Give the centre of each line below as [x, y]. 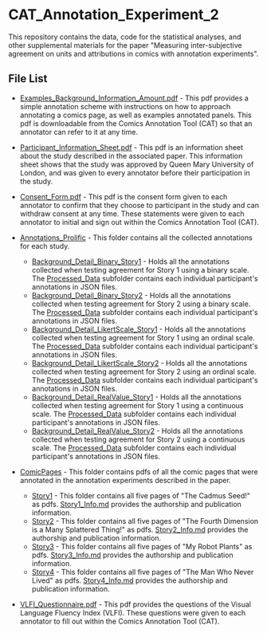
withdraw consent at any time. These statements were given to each [132, 214]
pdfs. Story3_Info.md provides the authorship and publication [132, 555]
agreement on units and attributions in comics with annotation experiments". [133, 53]
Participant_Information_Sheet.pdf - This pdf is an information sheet [132, 147]
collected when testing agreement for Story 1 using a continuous [137, 405]
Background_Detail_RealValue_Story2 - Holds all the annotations [137, 431]
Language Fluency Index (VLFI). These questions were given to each [132, 612]
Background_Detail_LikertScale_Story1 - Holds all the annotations [139, 329]
